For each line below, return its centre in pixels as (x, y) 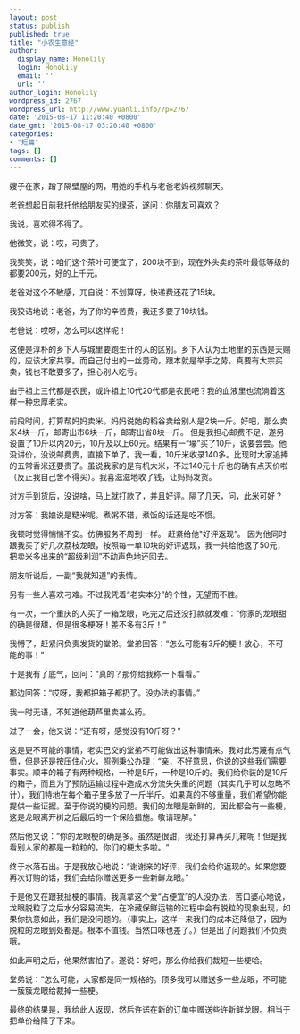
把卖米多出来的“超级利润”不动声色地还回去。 (91, 556)
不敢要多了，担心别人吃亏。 (91, 372)
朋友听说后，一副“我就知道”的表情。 (75, 575)
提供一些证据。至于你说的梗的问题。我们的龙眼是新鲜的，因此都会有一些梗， (150, 806)
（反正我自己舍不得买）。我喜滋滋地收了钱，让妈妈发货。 (113, 476)
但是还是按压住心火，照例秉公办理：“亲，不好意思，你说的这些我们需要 (156, 761)
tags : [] (25, 150)
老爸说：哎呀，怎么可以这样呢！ (68, 330)
